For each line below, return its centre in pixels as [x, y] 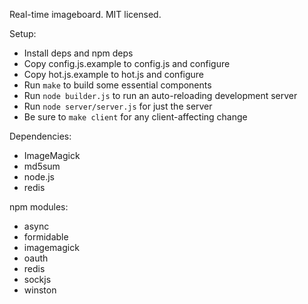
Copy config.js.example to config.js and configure [127, 63]
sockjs [37, 279]
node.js [39, 177]
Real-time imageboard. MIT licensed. [85, 14]
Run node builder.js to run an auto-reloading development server [160, 95]
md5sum [42, 166]
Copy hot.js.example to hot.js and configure [114, 74]
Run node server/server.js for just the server [118, 106]
